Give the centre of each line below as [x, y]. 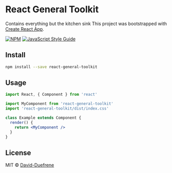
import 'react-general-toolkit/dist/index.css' [57, 109]
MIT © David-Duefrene [30, 165]
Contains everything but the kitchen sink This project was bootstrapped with [86, 24]
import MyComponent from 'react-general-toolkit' [60, 104]
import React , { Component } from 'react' [51, 95]
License [18, 153]
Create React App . [25, 29]
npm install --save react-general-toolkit [51, 67]
